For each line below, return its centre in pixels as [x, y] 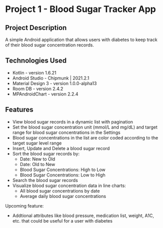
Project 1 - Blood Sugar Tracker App [80, 9]
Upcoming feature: [24, 205]
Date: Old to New [37, 164]
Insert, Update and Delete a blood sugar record [61, 148]
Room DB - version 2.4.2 [38, 88]
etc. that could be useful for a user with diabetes [62, 220]
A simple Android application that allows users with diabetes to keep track [81, 39]
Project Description [36, 28]
